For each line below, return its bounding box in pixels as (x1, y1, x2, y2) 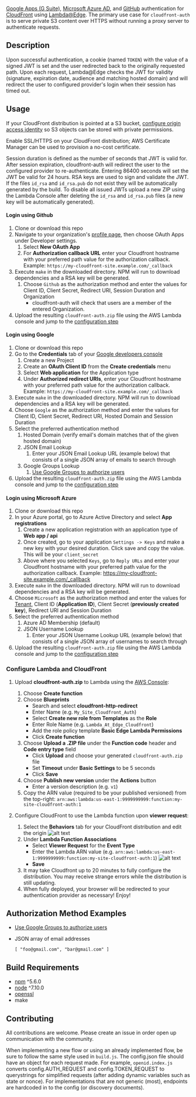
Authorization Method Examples (6, 908, 127, 918)
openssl (14, 991, 34, 998)
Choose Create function (23, 690, 83, 697)
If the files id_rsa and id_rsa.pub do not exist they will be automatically (6, 180, 177, 187)
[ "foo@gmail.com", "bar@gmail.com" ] (14, 947, 109, 952)
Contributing (6, 1013, 54, 1023)
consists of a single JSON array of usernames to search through (32, 638, 187, 645)
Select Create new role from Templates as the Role (32, 714, 157, 721)
